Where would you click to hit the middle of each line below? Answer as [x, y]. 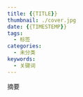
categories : [24, 46]
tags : [15, 33]
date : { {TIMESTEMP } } [37, 27]
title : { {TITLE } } [32, 14]
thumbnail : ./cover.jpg [42, 20]
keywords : [22, 59]
